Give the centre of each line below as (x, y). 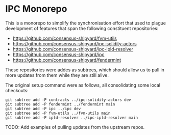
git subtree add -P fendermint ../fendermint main (60, 104)
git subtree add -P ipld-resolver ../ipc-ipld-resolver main (72, 118)
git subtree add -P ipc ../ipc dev (43, 109)
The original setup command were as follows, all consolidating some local (83, 85)
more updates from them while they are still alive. (57, 75)
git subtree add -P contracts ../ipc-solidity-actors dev (68, 100)
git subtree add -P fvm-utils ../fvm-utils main (58, 113)
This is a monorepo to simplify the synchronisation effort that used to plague (86, 23)
